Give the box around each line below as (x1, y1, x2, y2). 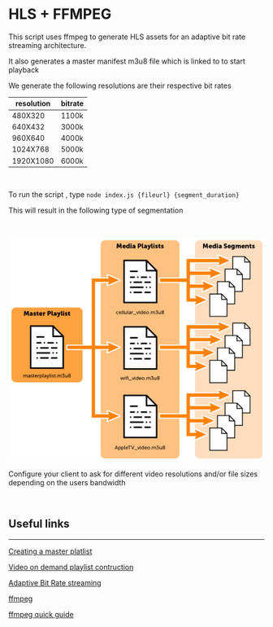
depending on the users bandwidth (8, 477, 126, 487)
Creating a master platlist (8, 546, 93, 556)
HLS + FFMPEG (8, 5, 112, 24)
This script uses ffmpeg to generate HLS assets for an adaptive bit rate (8, 32, 246, 42)
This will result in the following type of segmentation (8, 205, 184, 216)
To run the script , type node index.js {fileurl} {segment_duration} (8, 190, 240, 199)
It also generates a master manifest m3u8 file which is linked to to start (8, 56, 245, 66)
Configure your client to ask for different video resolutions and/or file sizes (8, 469, 258, 479)
